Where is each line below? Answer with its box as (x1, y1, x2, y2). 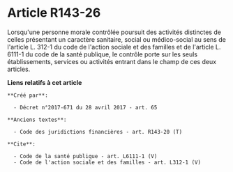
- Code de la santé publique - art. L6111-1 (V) (13, 153, 158, 159)
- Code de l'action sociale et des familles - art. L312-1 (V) (13, 159, 201, 166)
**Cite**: (7, 141, 36, 148)
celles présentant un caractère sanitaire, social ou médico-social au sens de (7, 35, 227, 43)
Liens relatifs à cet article (7, 78, 82, 86)
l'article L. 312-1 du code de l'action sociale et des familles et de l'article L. (7, 42, 221, 51)
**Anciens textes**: (7, 116, 68, 123)
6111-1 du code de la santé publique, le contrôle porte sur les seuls (7, 50, 197, 58)
